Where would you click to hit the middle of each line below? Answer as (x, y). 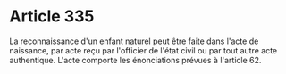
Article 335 (52, 16)
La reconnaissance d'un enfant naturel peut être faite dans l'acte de (134, 41)
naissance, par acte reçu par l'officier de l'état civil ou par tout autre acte (143, 50)
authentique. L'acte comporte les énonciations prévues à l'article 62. (135, 60)
